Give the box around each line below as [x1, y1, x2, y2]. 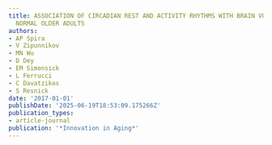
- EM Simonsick [8, 64, 60, 72]
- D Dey [8, 57, 35, 65]
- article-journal [8, 117, 70, 125]
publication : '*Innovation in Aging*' [8, 124, 139, 132]
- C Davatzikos [8, 79, 60, 87]
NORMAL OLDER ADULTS [15, 19, 85, 27]
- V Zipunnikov [8, 42, 60, 50]
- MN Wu [8, 49, 35, 57]
